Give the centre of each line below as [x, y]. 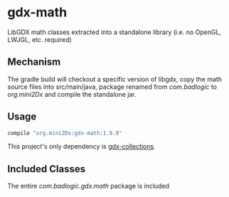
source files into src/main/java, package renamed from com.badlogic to [112, 87]
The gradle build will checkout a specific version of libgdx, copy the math [115, 79]
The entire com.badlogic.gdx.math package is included [88, 186]
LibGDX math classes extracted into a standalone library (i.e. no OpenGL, [114, 32]
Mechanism [34, 62]
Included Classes [47, 169]
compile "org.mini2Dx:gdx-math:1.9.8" [65, 133]
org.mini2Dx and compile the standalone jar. [72, 94]
